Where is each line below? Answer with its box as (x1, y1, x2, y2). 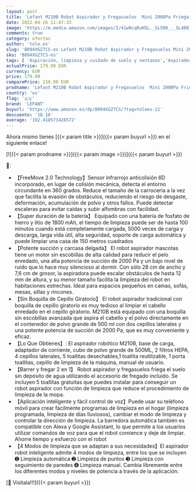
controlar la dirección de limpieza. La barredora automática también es (14, 417, 185, 424)
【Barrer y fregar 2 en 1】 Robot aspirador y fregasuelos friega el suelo (14, 366, 185, 373)
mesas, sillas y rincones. (14, 289, 74, 296)
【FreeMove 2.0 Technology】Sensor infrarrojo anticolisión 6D (14, 174, 166, 181)
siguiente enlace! (6, 140, 47, 147)
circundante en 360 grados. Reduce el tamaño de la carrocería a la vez (14, 187, 185, 194)
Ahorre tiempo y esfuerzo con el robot (14, 436, 107, 443)
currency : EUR (6, 68, 41, 74)
